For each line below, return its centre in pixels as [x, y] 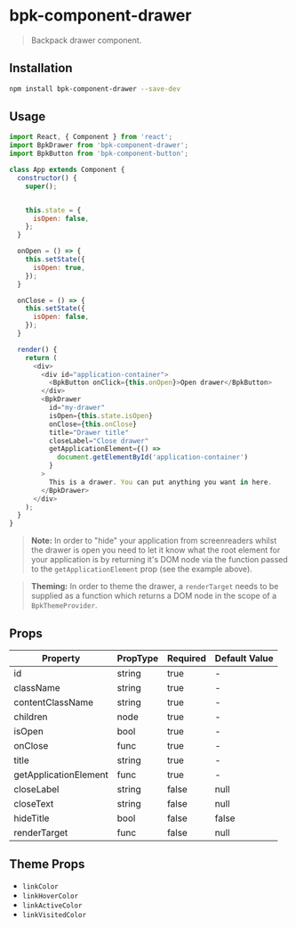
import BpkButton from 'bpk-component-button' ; [99, 154]
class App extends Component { [67, 170]
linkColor [40, 886]
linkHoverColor [50, 896]
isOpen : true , [59, 267]
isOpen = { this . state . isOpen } [100, 415]
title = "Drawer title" [88, 432]
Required [187, 658]
